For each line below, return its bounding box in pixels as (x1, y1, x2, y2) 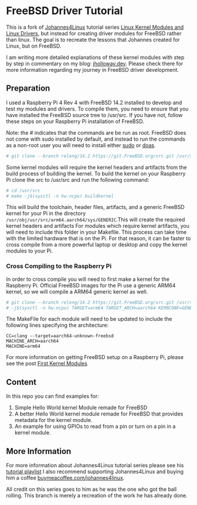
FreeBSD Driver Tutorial (6, 4, 123, 18)
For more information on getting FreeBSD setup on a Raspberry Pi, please (6, 354, 184, 361)
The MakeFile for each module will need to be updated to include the (6, 315, 172, 323)
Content (6, 377, 37, 387)
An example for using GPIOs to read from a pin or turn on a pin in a (14, 423, 176, 430)
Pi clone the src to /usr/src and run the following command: (6, 176, 150, 183)
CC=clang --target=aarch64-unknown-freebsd (6, 333, 114, 339)
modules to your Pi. (6, 247, 53, 254)
